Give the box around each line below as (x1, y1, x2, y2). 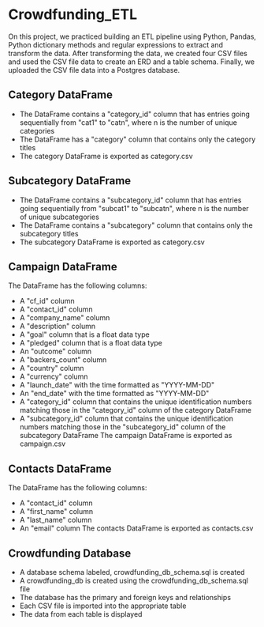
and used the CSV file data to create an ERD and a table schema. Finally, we (8, 57, 255, 66)
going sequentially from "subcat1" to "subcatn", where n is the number (19, 203, 250, 213)
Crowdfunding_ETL (8, 6, 138, 24)
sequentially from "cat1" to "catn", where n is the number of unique (19, 117, 238, 127)
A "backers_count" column (19, 355, 107, 364)
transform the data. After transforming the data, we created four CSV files (8, 48, 248, 58)
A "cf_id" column (19, 297, 75, 306)
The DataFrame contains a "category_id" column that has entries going (19, 109, 251, 119)
